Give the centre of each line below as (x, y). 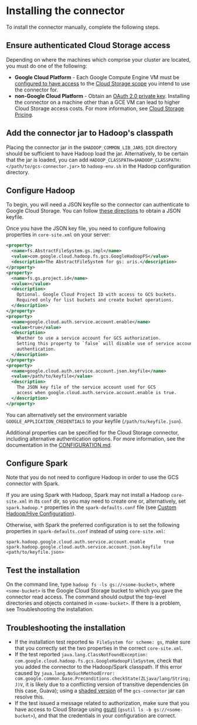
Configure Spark (37, 464)
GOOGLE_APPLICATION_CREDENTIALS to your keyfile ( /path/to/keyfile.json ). (94, 421)
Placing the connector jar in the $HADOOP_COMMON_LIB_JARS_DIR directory (92, 147)
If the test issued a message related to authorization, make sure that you (102, 703)
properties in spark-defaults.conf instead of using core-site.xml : (86, 531)
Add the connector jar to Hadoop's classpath (90, 133)
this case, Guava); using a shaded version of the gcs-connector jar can (100, 691)
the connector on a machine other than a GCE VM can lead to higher (97, 102)
